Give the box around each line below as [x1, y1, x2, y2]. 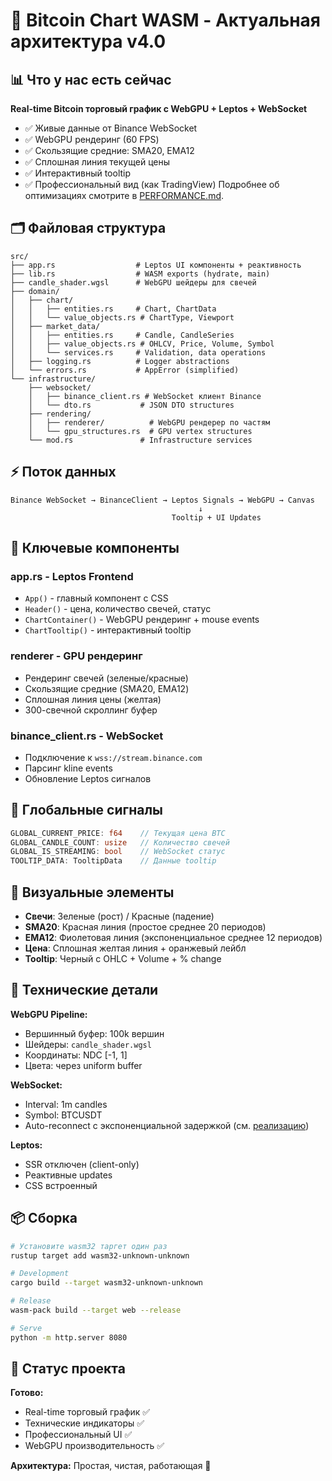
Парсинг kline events [24, 762, 113, 774]
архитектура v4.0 [10, 30, 167, 53]
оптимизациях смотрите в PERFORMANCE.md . [24, 190, 225, 201]
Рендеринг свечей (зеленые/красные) [24, 672, 189, 684]
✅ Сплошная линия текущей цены [24, 156, 170, 168]
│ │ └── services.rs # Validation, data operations [10, 347, 267, 358]
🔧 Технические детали [10, 982, 159, 999]
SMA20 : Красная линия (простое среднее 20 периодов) [24, 921, 267, 933]
